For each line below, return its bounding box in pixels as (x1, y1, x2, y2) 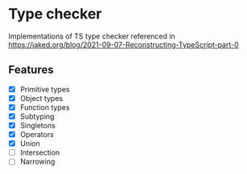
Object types (19, 93, 63, 103)
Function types (19, 102, 70, 112)
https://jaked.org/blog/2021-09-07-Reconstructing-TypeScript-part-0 (8, 39, 239, 49)
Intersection (19, 148, 60, 157)
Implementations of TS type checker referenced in (8, 31, 175, 41)
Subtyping (19, 111, 55, 121)
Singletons (19, 121, 56, 130)
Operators (19, 130, 54, 140)
